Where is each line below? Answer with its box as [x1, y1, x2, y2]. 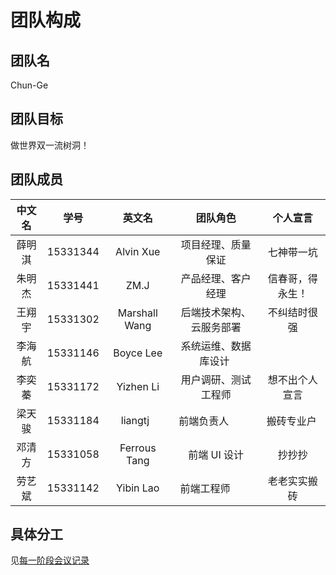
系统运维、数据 [180, 339, 252, 353]
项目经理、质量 [180, 237, 252, 251]
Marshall [117, 306, 158, 320]
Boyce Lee [113, 346, 163, 360]
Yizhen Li [116, 379, 160, 393]
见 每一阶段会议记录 [10, 554, 90, 566]
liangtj [120, 413, 150, 427]
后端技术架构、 [180, 305, 252, 319]
